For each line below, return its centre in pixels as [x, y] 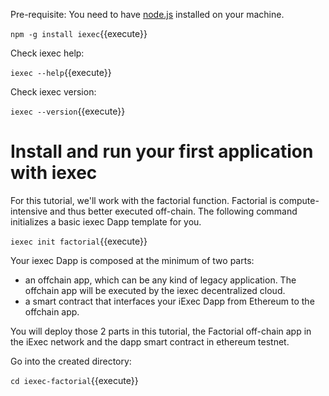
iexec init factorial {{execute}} [79, 241]
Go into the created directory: [71, 361]
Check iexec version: [53, 92]
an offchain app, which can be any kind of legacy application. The [160, 280]
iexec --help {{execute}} [61, 72]
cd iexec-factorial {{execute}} [74, 380]
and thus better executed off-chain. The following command [173, 211]
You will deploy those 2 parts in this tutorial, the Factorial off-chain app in [161, 331]
